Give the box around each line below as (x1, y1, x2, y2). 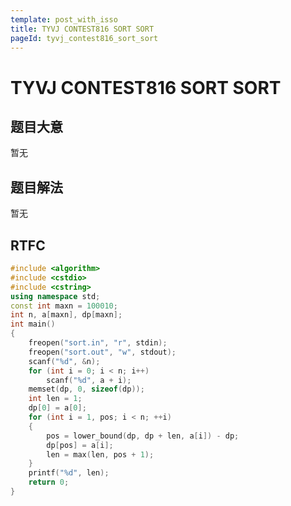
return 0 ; (28, 477, 70, 488)
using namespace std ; (10, 291, 101, 301)
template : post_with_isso (10, 14, 118, 25)
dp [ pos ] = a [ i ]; (46, 440, 114, 450)
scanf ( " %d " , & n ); (28, 356, 101, 366)
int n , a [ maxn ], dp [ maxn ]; (10, 310, 123, 320)
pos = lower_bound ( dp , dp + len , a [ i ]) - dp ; (46, 431, 240, 441)
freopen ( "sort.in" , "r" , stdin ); (28, 338, 168, 348)
